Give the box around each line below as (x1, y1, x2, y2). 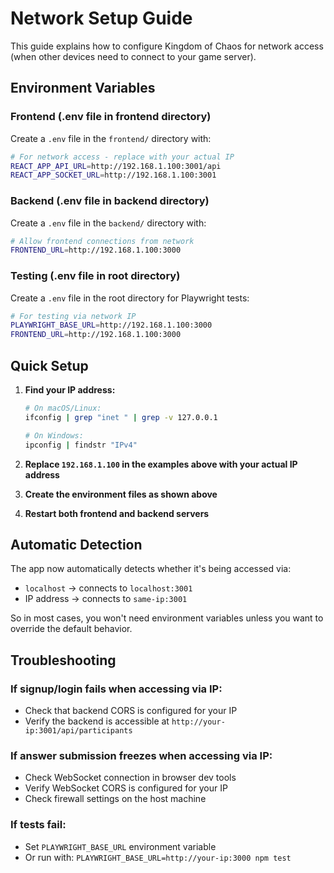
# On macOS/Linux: (24, 403, 102, 414)
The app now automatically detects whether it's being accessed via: (10, 563, 292, 575)
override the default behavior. (10, 623, 133, 635)
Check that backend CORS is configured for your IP (24, 705, 238, 717)
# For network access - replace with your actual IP (10, 152, 235, 162)
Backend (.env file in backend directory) (10, 194, 210, 208)
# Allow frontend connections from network (10, 236, 195, 246)
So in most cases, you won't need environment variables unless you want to (10, 612, 324, 624)
